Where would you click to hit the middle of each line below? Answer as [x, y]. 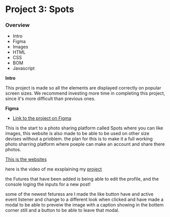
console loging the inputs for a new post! [48, 184]
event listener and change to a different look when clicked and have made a [84, 200]
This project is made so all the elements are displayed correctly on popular [83, 88]
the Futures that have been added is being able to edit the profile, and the [82, 179]
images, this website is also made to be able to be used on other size [77, 134]
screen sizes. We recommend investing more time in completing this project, [85, 93]
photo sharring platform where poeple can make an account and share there [85, 144]
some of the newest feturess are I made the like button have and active [79, 194]
